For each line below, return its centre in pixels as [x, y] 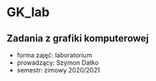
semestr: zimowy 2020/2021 [58, 70]
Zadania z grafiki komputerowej [78, 38]
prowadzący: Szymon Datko [58, 63]
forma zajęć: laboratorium [54, 55]
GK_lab [28, 12]
